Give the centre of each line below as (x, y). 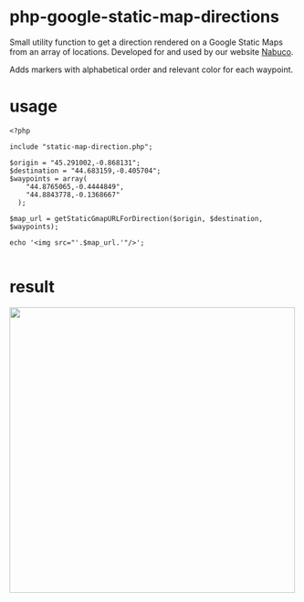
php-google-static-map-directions (145, 17)
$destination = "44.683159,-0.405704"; (85, 171)
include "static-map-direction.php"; (81, 147)
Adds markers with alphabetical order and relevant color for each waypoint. (152, 69)
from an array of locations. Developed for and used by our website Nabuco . (152, 51)
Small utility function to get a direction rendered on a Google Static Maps (146, 42)
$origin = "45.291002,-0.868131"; (75, 163)
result (32, 287)
